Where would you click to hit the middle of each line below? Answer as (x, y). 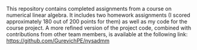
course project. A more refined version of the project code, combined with (99, 28)
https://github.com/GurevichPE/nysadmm (58, 41)
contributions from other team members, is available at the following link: (97, 34)
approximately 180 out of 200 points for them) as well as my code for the (97, 21)
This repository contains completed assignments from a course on (89, 9)
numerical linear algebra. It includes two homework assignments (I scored (98, 15)
